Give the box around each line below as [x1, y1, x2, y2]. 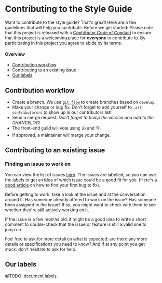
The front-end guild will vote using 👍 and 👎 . [12, 125, 101, 131]
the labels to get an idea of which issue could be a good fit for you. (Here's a [5, 177, 157, 183]
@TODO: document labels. [5, 273, 58, 279]
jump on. [5, 226, 23, 232]
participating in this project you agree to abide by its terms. [5, 40, 122, 46]
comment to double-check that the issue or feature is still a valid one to [5, 221, 147, 227]
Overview [5, 51, 25, 57]
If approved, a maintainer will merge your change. [12, 132, 111, 138]
